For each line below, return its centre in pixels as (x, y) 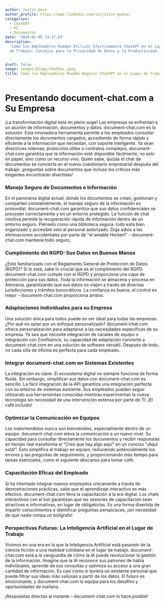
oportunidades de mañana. (32, 587)
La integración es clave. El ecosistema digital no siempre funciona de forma (82, 374)
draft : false (18, 65)
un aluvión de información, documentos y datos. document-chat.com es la (81, 127)
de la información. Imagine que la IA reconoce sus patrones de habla (75, 561)
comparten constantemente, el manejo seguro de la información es (73, 203)
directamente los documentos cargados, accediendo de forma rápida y (77, 138)
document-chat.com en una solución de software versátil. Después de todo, (82, 345)
